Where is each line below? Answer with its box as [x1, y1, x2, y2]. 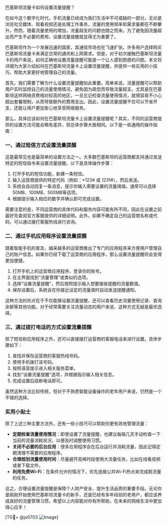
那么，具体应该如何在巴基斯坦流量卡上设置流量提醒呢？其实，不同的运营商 [5, 115, 158, 121]
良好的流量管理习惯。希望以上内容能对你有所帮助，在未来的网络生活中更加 [9, 498, 162, 504]
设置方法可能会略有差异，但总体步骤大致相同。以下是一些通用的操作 [13, 122, 153, 127]
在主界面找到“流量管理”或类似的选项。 [12, 274, 91, 280]
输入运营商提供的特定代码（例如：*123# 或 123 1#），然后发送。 [12, 177, 142, 183]
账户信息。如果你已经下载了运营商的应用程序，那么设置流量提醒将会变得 [13, 251, 162, 257]
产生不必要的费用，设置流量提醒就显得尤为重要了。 [13, 34, 118, 39]
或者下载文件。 [12, 463, 43, 469]
